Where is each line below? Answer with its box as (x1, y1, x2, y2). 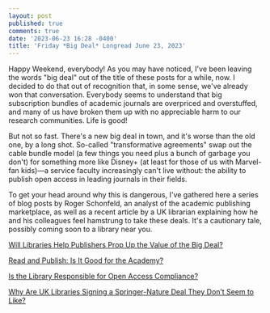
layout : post (8, 11, 53, 20)
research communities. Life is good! (8, 116, 128, 125)
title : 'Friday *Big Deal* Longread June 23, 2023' (8, 42, 186, 50)
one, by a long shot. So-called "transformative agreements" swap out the (8, 140, 252, 150)
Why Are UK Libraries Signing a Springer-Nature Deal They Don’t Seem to (8, 287, 255, 297)
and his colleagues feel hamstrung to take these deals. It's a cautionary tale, (8, 216, 263, 226)
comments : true (8, 27, 60, 35)
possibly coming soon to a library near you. (8, 224, 153, 235)
